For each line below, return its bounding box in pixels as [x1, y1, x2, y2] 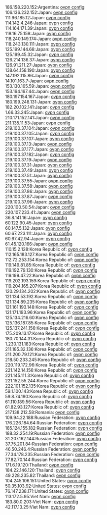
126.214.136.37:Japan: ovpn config [5, 57, 75, 62]
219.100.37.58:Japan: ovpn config [5, 183, 73, 189]
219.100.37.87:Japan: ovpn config [5, 194, 72, 200]
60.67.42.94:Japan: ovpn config [5, 236, 71, 242]
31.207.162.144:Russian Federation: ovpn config [5, 436, 101, 441]
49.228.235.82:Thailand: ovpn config [5, 472, 81, 478]
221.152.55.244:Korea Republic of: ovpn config [5, 378, 100, 383]
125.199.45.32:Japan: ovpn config [5, 51, 73, 57]
